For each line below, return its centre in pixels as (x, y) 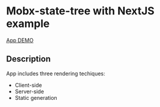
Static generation (36, 97)
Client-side (28, 85)
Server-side (29, 91)
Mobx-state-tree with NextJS (80, 11)
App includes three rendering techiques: (56, 74)
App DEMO (20, 40)
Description (28, 59)
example (28, 24)
